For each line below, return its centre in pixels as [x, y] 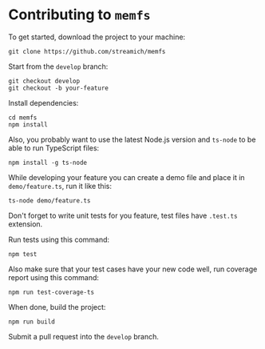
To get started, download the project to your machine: [97, 37]
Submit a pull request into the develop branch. [84, 336]
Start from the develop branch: [58, 66]
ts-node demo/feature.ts [49, 201]
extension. [26, 224]
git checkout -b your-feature [59, 88]
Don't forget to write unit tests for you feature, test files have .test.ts [123, 215]
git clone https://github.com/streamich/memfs [87, 51]
